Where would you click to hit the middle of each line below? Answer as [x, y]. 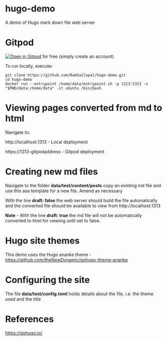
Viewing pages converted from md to [84, 108]
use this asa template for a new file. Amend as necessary [64, 191]
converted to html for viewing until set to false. [53, 221]
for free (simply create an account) [78, 56]
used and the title [23, 299]
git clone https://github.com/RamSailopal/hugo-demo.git [66, 75]
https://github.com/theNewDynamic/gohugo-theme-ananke [67, 260]
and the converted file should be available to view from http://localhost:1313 [83, 206]
